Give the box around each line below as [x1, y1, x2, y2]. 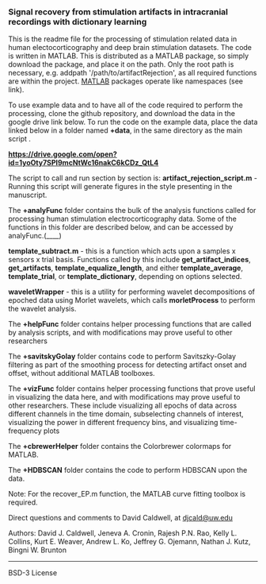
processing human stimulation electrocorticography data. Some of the [8, 214, 237, 224]
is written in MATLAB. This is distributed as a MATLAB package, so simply [8, 51, 249, 61]
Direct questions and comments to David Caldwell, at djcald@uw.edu [8, 513, 234, 523]
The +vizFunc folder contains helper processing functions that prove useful [8, 384, 256, 393]
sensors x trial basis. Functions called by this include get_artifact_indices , [8, 255, 251, 265]
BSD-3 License [8, 568, 58, 578]
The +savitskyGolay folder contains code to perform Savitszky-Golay [8, 352, 236, 362]
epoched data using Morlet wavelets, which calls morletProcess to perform [8, 296, 256, 305]
